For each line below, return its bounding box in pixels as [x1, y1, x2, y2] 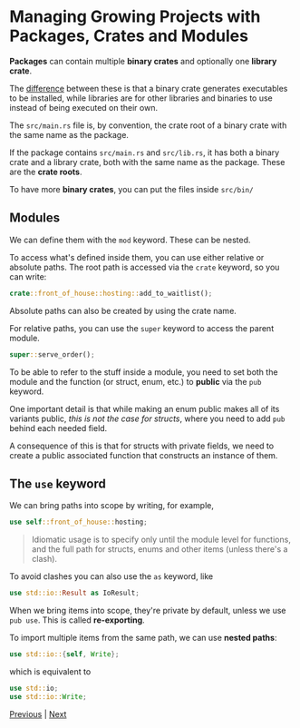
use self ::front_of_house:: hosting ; [9, 517, 148, 527]
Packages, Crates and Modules [9, 25, 249, 46]
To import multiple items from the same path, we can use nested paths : [9, 633, 277, 644]
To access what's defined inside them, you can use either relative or [9, 251, 265, 262]
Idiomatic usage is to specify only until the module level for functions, [31, 534, 292, 546]
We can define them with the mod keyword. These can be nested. [9, 234, 251, 245]
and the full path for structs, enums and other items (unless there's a [31, 544, 288, 555]
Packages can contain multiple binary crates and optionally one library [9, 55, 277, 66]
